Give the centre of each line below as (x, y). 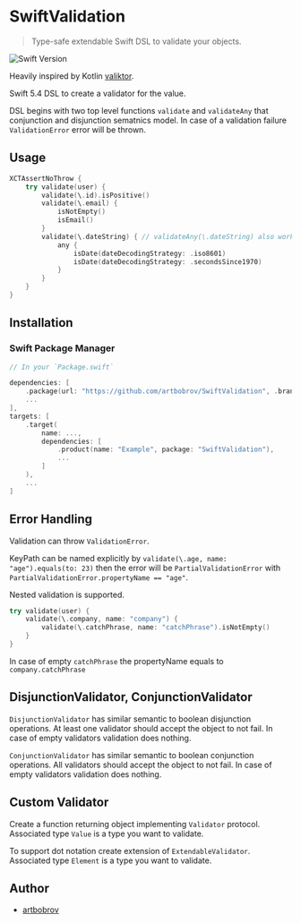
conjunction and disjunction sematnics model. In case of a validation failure (148, 120)
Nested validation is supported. (67, 594)
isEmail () (75, 220)
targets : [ (30, 416)
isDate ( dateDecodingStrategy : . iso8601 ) (150, 253)
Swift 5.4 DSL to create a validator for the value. (98, 93)
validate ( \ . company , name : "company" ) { (102, 620)
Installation (41, 323)
